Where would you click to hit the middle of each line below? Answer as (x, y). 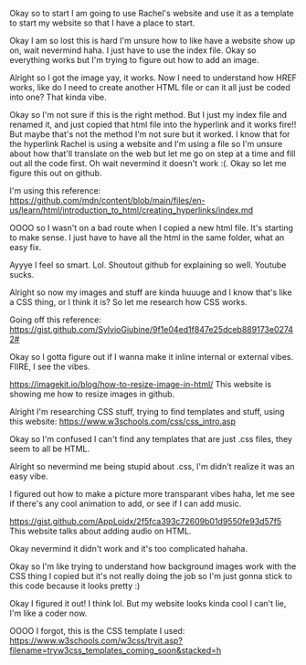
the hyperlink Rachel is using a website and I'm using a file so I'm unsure (146, 144)
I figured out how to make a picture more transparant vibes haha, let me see (152, 494)
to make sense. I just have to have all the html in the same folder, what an (147, 237)
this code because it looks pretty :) (75, 586)
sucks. (22, 274)
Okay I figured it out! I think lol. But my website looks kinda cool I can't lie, (148, 603)
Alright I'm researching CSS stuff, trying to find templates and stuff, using (147, 412)
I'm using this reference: (55, 190)
